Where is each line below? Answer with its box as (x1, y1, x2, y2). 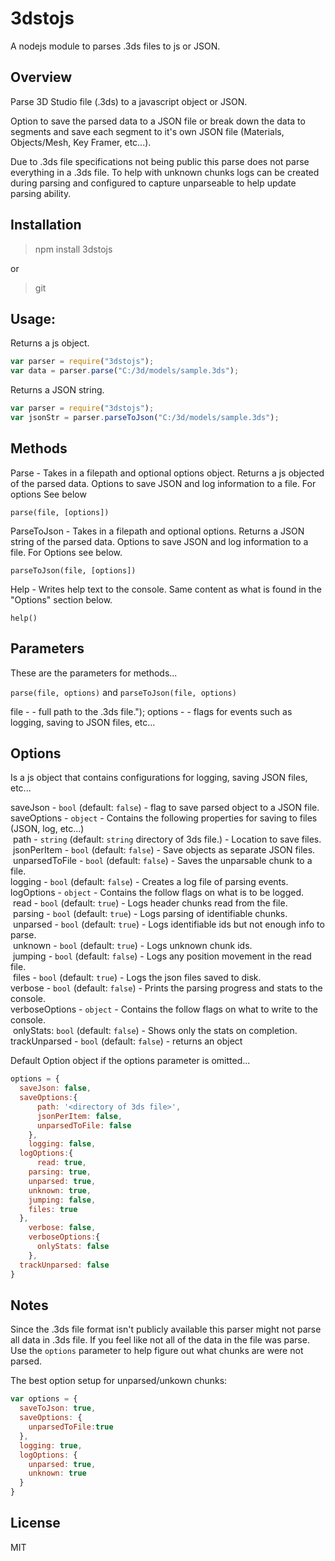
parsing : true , (28, 1167, 92, 1177)
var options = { (10, 1394, 78, 1404)
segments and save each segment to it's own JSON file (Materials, (10, 125, 285, 137)
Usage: (10, 310, 57, 327)
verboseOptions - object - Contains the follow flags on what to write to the (10, 1003, 318, 1016)
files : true (28, 1204, 78, 1214)
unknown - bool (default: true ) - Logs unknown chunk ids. (12, 940, 253, 952)
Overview (10, 69, 73, 86)
